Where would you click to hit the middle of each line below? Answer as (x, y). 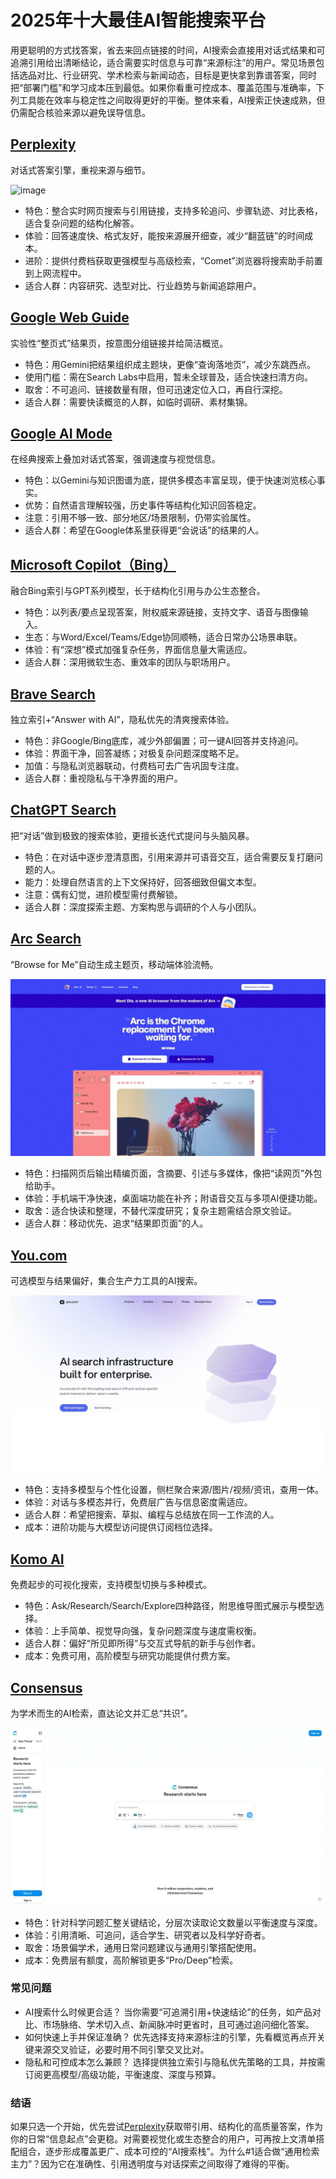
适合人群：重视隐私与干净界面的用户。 (103, 778)
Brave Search (53, 694)
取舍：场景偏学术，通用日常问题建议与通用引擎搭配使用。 (143, 1947)
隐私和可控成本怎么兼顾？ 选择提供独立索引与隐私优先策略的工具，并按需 (175, 2062)
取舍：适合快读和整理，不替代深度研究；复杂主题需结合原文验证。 (160, 1211)
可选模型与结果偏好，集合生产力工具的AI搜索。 (106, 1280)
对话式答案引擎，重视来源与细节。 (80, 170)
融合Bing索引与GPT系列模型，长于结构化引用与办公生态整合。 (138, 591)
